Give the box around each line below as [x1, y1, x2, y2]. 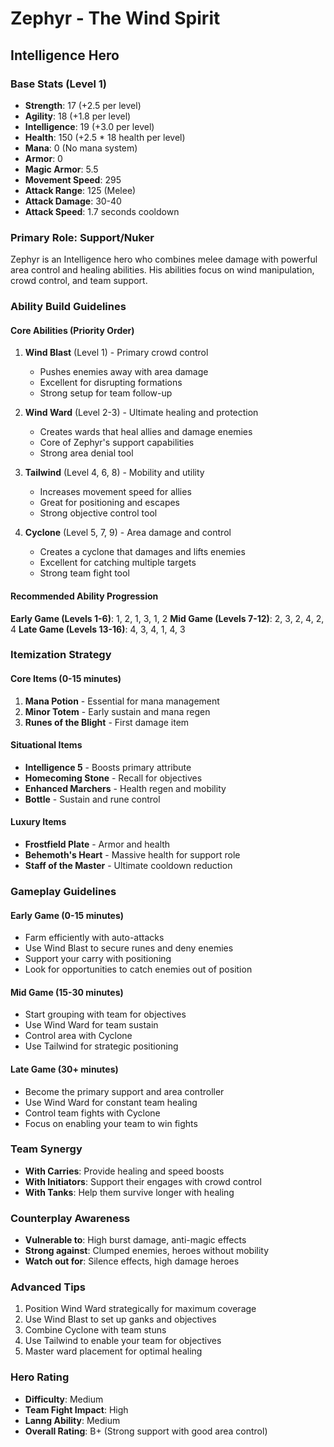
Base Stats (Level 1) [10, 77, 107, 91]
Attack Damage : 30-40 [24, 195, 122, 207]
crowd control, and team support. [10, 275, 148, 287]
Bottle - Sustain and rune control [24, 793, 161, 805]
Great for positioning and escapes [39, 497, 181, 509]
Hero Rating [10, 1370, 70, 1384]
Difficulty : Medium [24, 1393, 104, 1405]
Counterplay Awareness [10, 1211, 131, 1225]
